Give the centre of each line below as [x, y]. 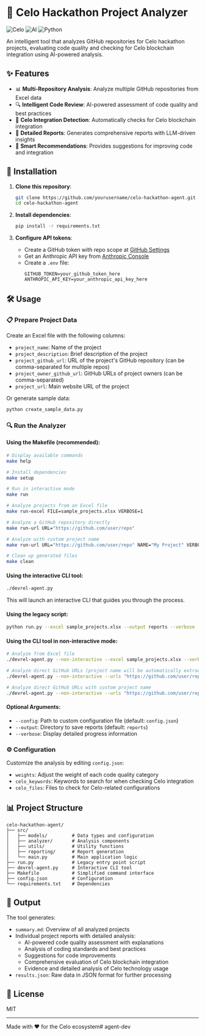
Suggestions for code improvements [70, 955]
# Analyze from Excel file [41, 654]
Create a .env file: [47, 263]
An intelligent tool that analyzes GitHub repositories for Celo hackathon [95, 41]
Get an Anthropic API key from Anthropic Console [87, 256]
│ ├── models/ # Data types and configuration [80, 836]
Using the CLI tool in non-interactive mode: [62, 641]
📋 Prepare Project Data [42, 320]
